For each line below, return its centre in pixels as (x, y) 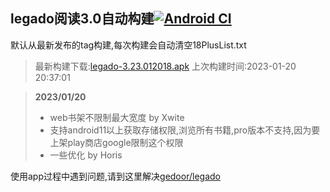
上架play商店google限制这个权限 (116, 142)
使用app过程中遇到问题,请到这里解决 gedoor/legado (115, 176)
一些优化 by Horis (86, 155)
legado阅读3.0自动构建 (82, 19)
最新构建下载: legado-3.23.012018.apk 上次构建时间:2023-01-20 (165, 66)
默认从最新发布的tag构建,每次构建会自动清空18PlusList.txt (128, 45)
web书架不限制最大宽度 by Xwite (117, 117)
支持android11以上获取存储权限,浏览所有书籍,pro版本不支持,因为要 (185, 130)
